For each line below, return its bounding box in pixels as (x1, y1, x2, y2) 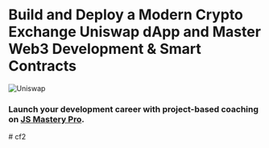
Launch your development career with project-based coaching (8, 103, 259, 114)
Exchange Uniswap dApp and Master (8, 23, 262, 41)
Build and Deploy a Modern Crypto (8, 6, 244, 24)
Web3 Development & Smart (8, 40, 201, 58)
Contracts (8, 57, 77, 76)
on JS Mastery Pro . (8, 113, 85, 125)
